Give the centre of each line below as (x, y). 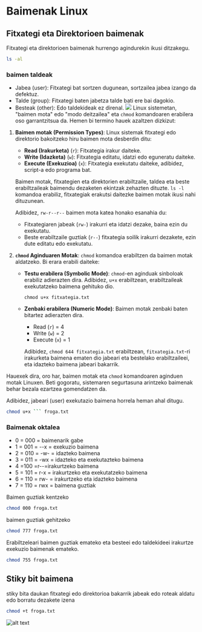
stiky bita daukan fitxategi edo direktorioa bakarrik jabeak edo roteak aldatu (100, 593)
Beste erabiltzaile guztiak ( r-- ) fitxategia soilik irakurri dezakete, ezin (110, 237)
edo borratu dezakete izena (41, 600)
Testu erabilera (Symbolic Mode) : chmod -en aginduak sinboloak (103, 274)
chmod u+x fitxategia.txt (57, 298)
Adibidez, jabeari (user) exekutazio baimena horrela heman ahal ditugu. (95, 401)
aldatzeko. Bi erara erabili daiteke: (57, 262)
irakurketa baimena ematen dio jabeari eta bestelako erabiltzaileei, (106, 358)
